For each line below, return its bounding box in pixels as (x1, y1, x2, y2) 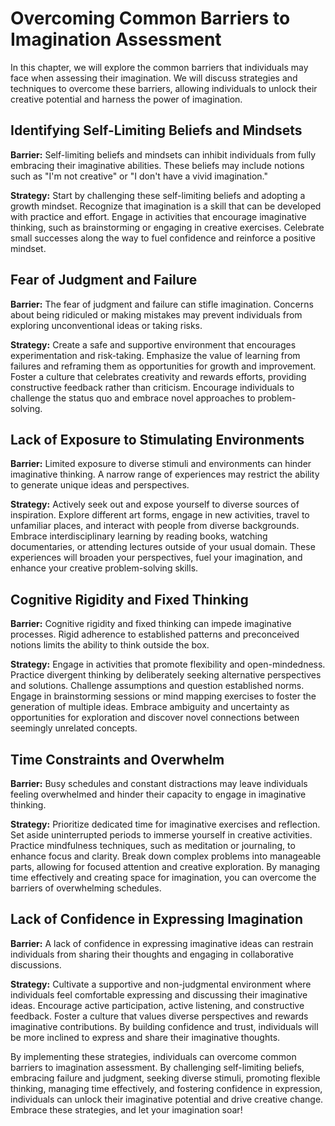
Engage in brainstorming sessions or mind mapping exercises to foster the (10, 690, 317, 702)
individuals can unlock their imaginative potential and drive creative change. (10, 1093, 324, 1105)
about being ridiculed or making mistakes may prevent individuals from (10, 308, 303, 321)
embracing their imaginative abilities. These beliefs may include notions (10, 159, 305, 171)
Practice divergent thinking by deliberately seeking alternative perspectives (10, 669, 322, 681)
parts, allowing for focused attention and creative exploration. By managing (10, 861, 321, 872)
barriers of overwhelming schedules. (10, 882, 162, 894)
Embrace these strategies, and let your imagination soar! (10, 1103, 243, 1116)
